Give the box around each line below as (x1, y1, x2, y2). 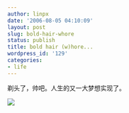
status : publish (7, 37, 55, 44)
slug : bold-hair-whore (7, 30, 74, 38)
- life (7, 63, 27, 70)
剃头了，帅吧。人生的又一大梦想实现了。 (7, 83, 125, 92)
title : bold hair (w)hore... (7, 43, 94, 50)
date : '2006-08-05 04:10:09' (7, 17, 94, 24)
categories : (7, 57, 43, 64)
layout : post (7, 23, 46, 31)
